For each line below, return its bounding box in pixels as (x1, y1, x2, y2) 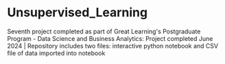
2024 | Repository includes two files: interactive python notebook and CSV (7, 42, 218, 50)
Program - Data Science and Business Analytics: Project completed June (7, 34, 213, 42)
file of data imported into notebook (7, 49, 106, 57)
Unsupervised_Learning (7, 5, 148, 20)
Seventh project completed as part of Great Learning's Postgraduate (7, 27, 201, 35)
